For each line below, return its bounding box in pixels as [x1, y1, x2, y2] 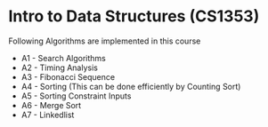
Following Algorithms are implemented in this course [8, 36, 201, 46]
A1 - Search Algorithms [20, 52, 106, 63]
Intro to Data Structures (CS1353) [8, 6, 260, 27]
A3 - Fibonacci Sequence [20, 71, 116, 82]
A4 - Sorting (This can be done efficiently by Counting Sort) [20, 81, 241, 91]
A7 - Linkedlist [20, 109, 75, 120]
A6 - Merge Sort [20, 99, 82, 110]
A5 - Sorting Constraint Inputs [20, 91, 132, 101]
